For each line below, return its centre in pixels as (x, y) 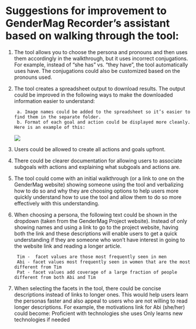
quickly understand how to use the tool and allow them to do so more (98, 197)
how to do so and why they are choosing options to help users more (96, 191)
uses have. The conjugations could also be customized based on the (97, 71)
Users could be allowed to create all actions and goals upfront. (89, 149)
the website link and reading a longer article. (68, 246)
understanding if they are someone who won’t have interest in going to (99, 240)
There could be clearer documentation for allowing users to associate (98, 161)
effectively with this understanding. (57, 203)
